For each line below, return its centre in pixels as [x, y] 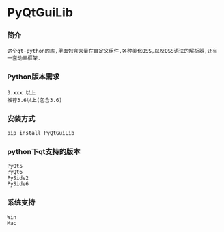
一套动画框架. [24, 59]
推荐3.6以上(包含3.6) [35, 100]
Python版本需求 [33, 77]
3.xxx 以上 [22, 93]
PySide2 [18, 178]
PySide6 [18, 184]
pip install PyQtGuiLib [41, 133]
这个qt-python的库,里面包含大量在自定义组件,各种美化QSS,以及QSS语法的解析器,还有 [112, 51]
